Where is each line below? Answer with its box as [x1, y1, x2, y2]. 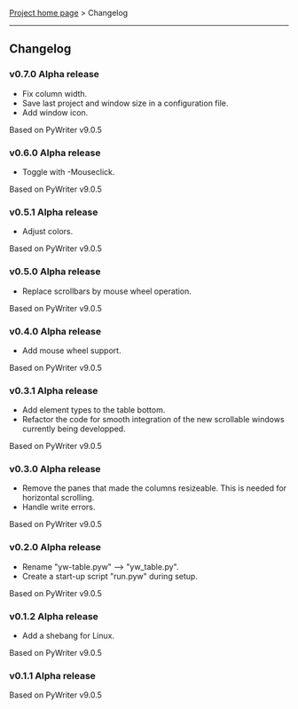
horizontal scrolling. [21, 492, 95, 503]
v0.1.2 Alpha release [9, 610, 99, 622]
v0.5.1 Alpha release [9, 206, 98, 218]
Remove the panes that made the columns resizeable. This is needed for [21, 483, 286, 493]
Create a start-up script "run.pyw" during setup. [21, 571, 198, 581]
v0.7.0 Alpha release [9, 68, 100, 81]
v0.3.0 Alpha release [9, 463, 101, 476]
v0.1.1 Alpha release [9, 669, 96, 681]
